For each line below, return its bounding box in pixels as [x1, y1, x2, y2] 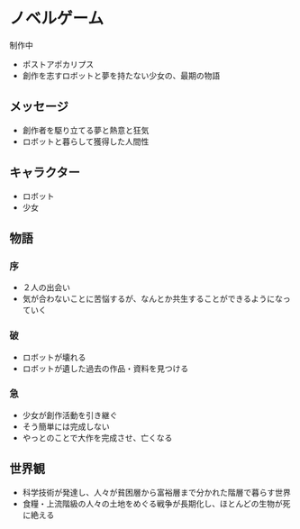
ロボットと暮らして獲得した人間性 [22, 136, 150, 147]
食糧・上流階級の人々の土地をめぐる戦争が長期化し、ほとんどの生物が [22, 497, 284, 509]
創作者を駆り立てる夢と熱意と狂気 [22, 124, 150, 135]
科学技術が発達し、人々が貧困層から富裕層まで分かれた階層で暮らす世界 [22, 487, 291, 497]
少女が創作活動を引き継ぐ [22, 409, 118, 420]
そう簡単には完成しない [22, 421, 110, 432]
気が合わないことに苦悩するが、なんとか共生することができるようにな [22, 294, 284, 305]
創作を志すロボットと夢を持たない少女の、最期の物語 [22, 69, 221, 81]
